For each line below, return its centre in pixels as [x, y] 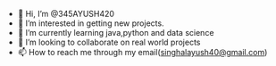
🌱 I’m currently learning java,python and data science [116, 33]
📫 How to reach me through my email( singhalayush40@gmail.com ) [142, 52]
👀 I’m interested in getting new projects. [91, 23]
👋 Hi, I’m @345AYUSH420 [66, 14]
